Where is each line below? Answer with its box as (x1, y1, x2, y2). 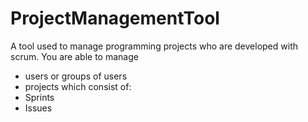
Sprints (24, 91, 55, 103)
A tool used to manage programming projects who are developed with (10, 40, 298, 52)
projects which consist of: (24, 80, 132, 92)
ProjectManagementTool (10, 7, 220, 30)
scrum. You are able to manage (10, 50, 139, 62)
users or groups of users (24, 70, 128, 82)
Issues (24, 102, 53, 114)
